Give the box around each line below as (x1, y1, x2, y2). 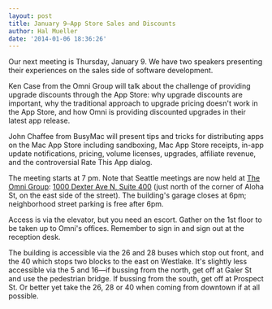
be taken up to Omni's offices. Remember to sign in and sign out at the (8, 224, 245, 233)
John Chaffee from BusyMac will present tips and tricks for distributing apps (8, 132, 264, 141)
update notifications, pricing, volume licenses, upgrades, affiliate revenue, (8, 149, 257, 159)
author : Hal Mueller (8, 27, 79, 35)
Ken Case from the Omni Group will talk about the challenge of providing (8, 81, 251, 91)
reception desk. (8, 233, 61, 242)
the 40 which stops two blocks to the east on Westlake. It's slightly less (8, 257, 248, 267)
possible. (8, 291, 39, 301)
